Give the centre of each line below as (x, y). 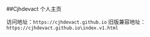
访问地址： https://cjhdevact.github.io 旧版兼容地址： (76, 22)
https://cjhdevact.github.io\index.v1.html (62, 28)
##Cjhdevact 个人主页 (34, 9)
